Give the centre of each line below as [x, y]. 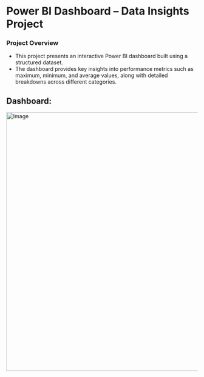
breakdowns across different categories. [66, 82]
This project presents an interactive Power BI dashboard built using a [101, 56]
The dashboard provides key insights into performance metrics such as [104, 69]
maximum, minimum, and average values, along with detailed [91, 75]
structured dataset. [39, 62]
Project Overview [32, 43]
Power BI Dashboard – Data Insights [98, 11]
